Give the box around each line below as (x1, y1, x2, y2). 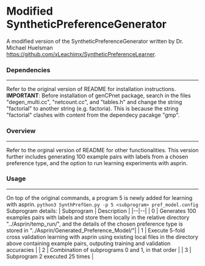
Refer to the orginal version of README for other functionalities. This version (6, 146, 199, 153)
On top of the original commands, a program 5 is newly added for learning (6, 194, 193, 201)
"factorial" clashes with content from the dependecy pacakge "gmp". (6, 111, 180, 119)
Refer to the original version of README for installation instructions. (6, 86, 176, 93)
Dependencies (6, 65, 51, 74)
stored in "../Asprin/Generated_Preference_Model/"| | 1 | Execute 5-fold (6, 226, 185, 234)
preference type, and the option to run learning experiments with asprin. (6, 159, 188, 166)
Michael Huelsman (6, 44, 53, 51)
